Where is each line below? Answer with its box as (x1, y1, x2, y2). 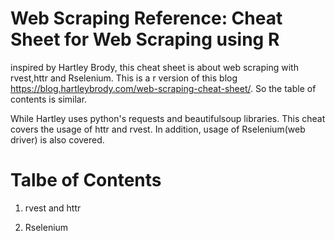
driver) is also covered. (10, 133, 105, 146)
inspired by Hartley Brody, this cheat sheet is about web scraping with (10, 61, 299, 73)
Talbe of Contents (10, 169, 162, 192)
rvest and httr (24, 202, 82, 214)
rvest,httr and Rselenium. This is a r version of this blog (10, 72, 238, 84)
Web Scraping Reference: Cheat (10, 7, 283, 30)
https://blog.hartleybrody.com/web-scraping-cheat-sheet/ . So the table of (10, 82, 317, 94)
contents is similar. (10, 93, 88, 105)
